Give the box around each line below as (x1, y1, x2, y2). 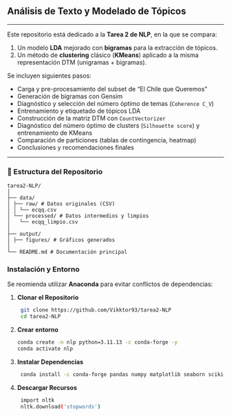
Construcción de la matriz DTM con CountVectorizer (16, 113, 166, 122)
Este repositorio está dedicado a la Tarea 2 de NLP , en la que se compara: (7, 30, 218, 39)
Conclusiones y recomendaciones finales (16, 143, 135, 151)
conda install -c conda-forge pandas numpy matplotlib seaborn (20, 371, 206, 377)
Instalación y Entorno (7, 265, 80, 274)
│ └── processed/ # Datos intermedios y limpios (7, 212, 149, 219)
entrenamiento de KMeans (16, 129, 93, 137)
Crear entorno (16, 326, 58, 334)
